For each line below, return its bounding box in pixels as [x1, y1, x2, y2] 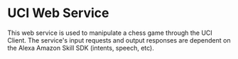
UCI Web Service [7, 5, 109, 21]
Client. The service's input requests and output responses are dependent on [7, 36, 231, 44]
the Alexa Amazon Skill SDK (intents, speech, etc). [7, 43, 154, 52]
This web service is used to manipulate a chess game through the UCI [7, 28, 213, 37]
